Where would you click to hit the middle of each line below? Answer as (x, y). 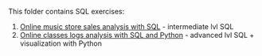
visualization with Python (61, 43)
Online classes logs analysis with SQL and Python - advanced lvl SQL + (137, 35)
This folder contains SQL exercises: (66, 11)
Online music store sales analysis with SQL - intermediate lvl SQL (127, 26)
